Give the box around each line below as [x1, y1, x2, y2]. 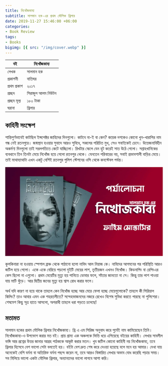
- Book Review [5, 29, 35, 35]
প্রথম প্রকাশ [7, 83, 23, 89]
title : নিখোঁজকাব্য [5, 8, 34, 13]
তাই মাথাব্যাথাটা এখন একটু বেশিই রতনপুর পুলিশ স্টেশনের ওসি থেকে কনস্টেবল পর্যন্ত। [5, 157, 124, 163]
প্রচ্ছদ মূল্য [7, 98, 21, 104]
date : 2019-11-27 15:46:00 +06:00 [5, 19, 77, 24]
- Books [5, 40, 21, 45]
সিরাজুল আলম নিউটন [26, 90, 56, 96]
